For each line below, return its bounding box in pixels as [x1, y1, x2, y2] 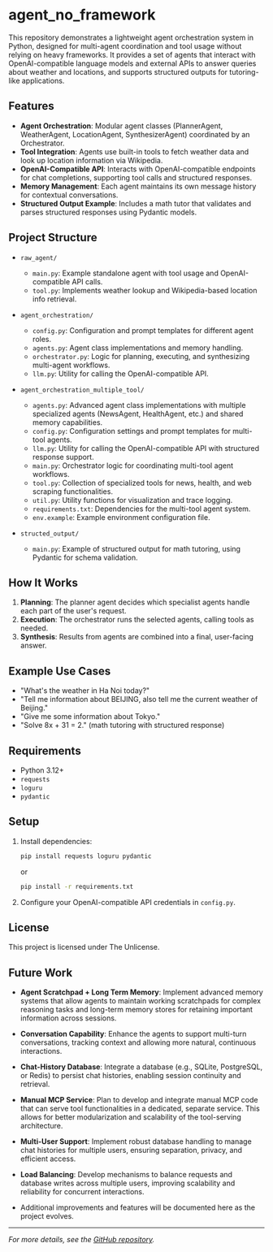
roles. [32, 334, 52, 344]
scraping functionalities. [32, 486, 114, 496]
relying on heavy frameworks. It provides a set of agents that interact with [8, 50, 256, 59]
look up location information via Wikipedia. [19, 155, 163, 165]
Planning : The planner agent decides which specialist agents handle [19, 597, 250, 607]
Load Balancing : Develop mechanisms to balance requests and [19, 1170, 233, 1180]
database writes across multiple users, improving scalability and [19, 1178, 236, 1188]
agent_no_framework [8, 6, 156, 24]
